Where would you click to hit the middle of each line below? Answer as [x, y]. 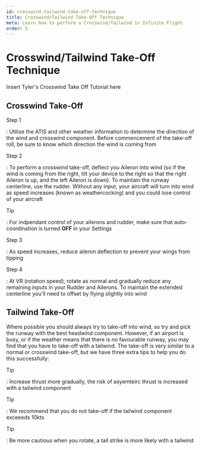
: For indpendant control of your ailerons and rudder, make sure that [90, 222]
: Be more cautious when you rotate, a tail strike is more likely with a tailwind [100, 440]
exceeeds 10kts [25, 417]
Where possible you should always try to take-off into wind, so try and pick [99, 327]
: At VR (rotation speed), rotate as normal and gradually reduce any [89, 281]
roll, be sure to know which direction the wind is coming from [81, 144]
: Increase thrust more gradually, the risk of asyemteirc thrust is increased [97, 381]
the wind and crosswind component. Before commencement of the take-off [99, 138]
